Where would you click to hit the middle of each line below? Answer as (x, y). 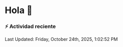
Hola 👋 (19, 10)
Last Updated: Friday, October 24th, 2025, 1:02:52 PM (61, 39)
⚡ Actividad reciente (30, 26)
